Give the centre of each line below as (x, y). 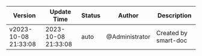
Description (174, 15)
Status (91, 15)
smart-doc (172, 40)
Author (128, 15)
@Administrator (128, 37)
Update (60, 12)
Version (24, 15)
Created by (172, 33)
